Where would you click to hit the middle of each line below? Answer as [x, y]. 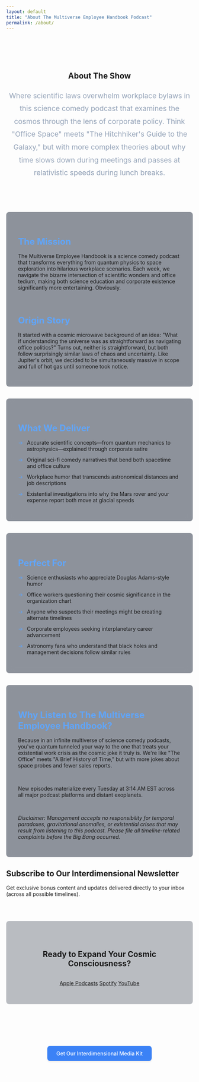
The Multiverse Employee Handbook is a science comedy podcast [99, 256]
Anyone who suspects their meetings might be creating [94, 612]
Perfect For [42, 563]
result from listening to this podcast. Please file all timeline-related [99, 831]
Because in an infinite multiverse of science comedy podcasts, [94, 740]
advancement [44, 635]
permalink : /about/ [30, 23]
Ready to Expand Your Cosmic [99, 954]
